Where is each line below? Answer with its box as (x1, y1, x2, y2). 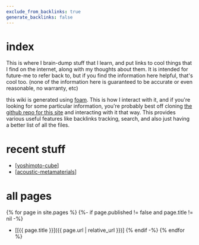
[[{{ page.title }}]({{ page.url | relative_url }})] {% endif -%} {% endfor (14, 227, 185, 234)
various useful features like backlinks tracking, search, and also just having (6, 115, 190, 122)
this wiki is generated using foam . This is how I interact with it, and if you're (6, 96, 191, 103)
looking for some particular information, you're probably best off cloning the (6, 102, 192, 110)
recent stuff (6, 142, 66, 156)
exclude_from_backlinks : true (6, 8, 81, 15)
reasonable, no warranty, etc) (6, 84, 78, 92)
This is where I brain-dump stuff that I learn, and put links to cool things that (6, 59, 192, 67)
